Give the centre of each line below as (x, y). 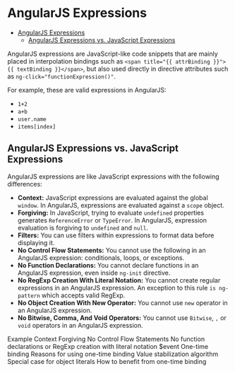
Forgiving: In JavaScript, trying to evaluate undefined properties (111, 213)
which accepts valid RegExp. (83, 295)
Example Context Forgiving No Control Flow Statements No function (106, 339)
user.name (32, 119)
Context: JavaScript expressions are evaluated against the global (113, 197)
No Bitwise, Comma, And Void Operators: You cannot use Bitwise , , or (122, 318)
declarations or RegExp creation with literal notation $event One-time (108, 346)
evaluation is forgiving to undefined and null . (83, 227)
